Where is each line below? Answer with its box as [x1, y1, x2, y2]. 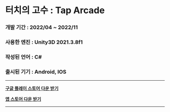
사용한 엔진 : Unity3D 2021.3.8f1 [5, 39, 83, 46]
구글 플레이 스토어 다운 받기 [5, 85, 59, 91]
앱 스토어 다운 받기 [5, 96, 41, 102]
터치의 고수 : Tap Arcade [5, 5, 105, 16]
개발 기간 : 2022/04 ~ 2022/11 [5, 24, 78, 31]
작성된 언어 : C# [5, 53, 42, 61]
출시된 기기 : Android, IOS [5, 68, 67, 75]
